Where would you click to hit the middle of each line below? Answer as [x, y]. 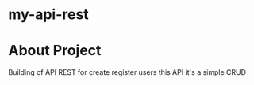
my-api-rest [48, 15]
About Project [55, 51]
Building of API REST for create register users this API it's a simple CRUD [127, 72]
